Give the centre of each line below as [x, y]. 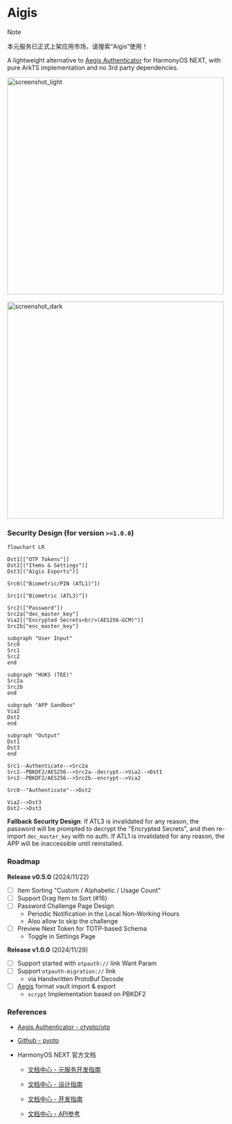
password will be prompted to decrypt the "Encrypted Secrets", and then [111, 829]
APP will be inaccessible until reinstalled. [65, 844]
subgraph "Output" [34, 736]
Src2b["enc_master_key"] [43, 626]
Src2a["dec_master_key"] [43, 614]
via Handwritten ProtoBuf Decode [75, 979]
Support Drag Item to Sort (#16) [62, 898]
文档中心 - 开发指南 [55, 1099]
